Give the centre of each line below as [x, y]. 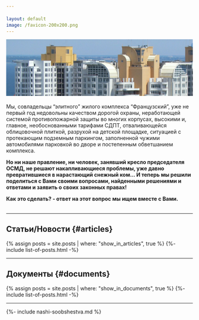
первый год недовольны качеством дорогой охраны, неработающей [93, 113]
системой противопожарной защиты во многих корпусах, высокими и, [96, 119]
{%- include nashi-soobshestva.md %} [54, 312]
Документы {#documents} [58, 274]
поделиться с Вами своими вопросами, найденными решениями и [94, 181]
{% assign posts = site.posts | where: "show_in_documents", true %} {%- [96, 288]
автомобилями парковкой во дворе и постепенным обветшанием [90, 144]
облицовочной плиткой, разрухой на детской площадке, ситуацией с [94, 132]
